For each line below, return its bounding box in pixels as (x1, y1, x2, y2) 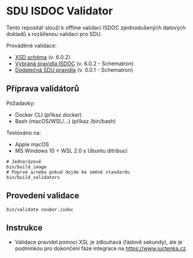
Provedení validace (6, 190, 80, 201)
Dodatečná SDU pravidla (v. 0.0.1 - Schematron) (14, 66, 134, 73)
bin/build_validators (6, 174, 61, 180)
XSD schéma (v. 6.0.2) (14, 53, 71, 60)
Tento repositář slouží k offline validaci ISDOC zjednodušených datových (6, 24, 186, 31)
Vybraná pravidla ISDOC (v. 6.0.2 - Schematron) (14, 60, 134, 67)
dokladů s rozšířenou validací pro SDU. (6, 30, 102, 37)
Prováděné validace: (6, 42, 57, 49)
